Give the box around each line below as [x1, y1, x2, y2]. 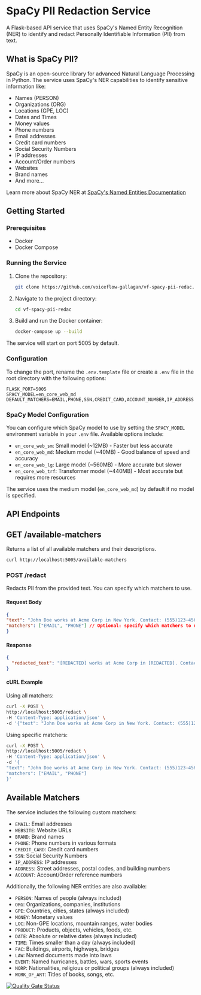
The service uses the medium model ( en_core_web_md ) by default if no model [6, 485, 194, 492]
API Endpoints [6, 509, 60, 519]
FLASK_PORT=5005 [6, 386, 47, 392]
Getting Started [6, 206, 65, 216]
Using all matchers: [6, 692, 54, 699]
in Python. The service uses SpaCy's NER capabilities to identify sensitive [6, 76, 188, 83]
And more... [14, 177, 44, 184]
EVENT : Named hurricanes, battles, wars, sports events [14, 958, 148, 965]
